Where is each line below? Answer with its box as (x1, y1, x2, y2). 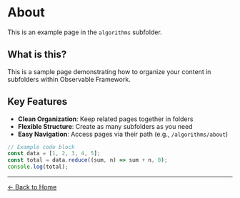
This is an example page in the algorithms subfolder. (7, 28, 162, 36)
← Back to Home (7, 183, 57, 192)
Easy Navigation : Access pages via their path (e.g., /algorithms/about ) (17, 130, 229, 138)
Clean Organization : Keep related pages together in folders (17, 115, 194, 123)
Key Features (7, 95, 68, 108)
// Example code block (7, 143, 75, 150)
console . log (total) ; (7, 163, 69, 171)
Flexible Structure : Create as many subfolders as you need (17, 122, 193, 130)
